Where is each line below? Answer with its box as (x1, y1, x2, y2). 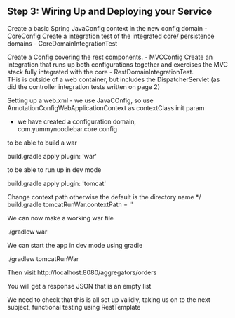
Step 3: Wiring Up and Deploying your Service (7, 6, 213, 18)
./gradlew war (7, 227, 48, 236)
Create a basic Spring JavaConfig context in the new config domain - (7, 24, 208, 32)
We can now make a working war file (7, 213, 114, 222)
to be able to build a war (7, 138, 77, 147)
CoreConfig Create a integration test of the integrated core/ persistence (7, 32, 215, 40)
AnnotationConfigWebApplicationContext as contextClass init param (7, 103, 205, 112)
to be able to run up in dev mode (7, 165, 102, 174)
